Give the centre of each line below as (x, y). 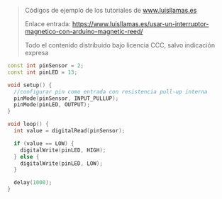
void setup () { (30, 85)
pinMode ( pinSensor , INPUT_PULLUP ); (66, 98)
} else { (27, 157)
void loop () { (28, 124)
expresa (37, 53)
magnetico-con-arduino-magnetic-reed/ (84, 32)
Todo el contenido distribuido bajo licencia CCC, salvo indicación (120, 45)
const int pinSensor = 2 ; (45, 66)
